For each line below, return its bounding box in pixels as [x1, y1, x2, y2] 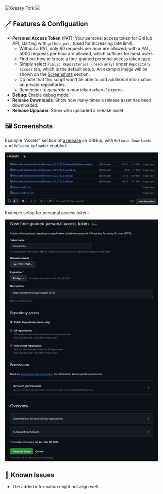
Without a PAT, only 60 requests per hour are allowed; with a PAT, [19, 45, 150, 51]
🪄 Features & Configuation [5, 20, 88, 28]
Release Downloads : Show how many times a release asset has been [12, 97, 151, 103]
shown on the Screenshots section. [19, 71, 90, 77]
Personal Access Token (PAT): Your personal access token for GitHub [12, 35, 153, 41]
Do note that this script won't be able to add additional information [19, 76, 152, 82]
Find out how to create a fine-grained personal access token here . [19, 56, 152, 62]
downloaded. [12, 102, 39, 108]
